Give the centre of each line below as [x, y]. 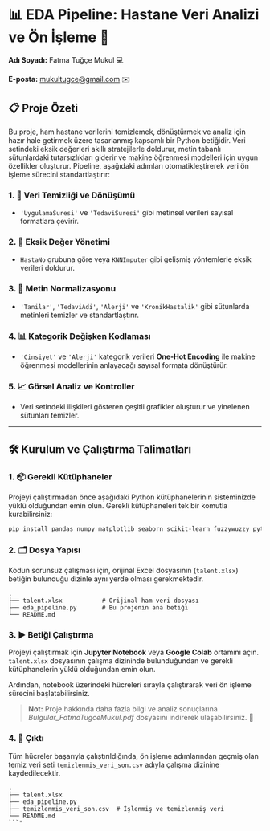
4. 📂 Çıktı [26, 739]
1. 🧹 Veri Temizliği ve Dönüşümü [72, 195]
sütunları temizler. [49, 415]
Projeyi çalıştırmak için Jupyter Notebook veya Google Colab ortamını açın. [134, 652]
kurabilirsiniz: [31, 514]
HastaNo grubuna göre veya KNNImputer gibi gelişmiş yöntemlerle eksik [135, 259]
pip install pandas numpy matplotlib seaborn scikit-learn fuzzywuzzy [129, 529]
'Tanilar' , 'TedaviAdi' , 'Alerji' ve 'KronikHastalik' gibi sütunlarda [135, 306]
